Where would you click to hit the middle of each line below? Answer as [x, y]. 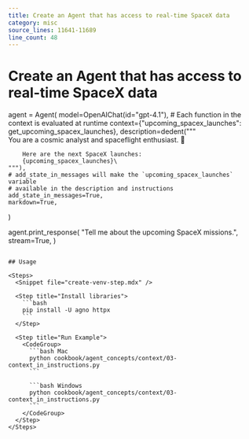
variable [22, 182]
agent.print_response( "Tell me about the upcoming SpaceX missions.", [123, 232]
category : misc [33, 23]
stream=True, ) [32, 241]
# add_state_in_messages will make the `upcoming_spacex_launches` [121, 175]
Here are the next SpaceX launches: [82, 154]
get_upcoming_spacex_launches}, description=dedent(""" [102, 131]
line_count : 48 [33, 37]
